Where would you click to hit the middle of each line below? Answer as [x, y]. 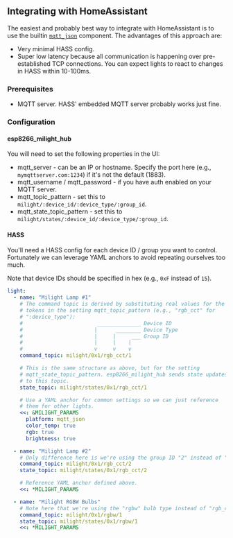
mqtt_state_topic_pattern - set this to [70, 211]
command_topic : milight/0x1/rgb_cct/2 [76, 464]
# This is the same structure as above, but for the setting [110, 368]
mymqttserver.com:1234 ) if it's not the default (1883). [92, 175]
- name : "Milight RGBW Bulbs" [57, 502]
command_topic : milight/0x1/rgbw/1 [71, 515]
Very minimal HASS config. [56, 49]
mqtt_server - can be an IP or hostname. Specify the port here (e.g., [114, 167]
